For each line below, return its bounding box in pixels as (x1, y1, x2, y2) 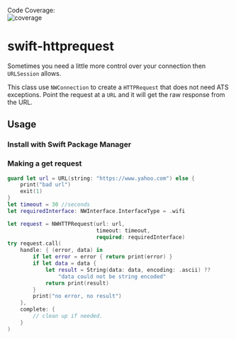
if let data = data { (33, 260, 97, 268)
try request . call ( (7, 240, 62, 247)
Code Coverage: (7, 6, 55, 14)
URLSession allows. (7, 69, 62, 77)
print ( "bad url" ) (20, 181, 72, 188)
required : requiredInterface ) (96, 234, 186, 241)
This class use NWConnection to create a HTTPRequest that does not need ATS (7, 83, 229, 91)
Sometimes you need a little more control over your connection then (7, 62, 206, 70)
